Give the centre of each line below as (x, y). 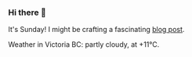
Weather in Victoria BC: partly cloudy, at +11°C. (84, 45)
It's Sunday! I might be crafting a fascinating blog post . (96, 30)
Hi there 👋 (27, 12)
